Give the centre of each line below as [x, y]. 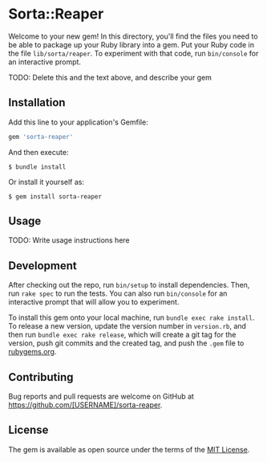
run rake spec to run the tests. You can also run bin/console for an [118, 293]
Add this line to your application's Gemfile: [78, 122]
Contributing [41, 377]
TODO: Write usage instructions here [69, 240]
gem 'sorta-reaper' [41, 137]
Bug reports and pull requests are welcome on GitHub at [101, 397]
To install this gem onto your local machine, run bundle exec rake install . [131, 317]
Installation [37, 102]
